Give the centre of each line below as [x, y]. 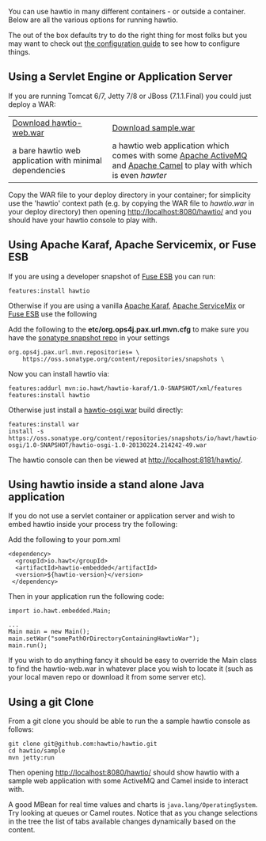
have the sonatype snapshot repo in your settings [89, 337]
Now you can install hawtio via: [59, 373]
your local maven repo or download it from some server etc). [107, 677]
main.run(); [28, 646]
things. [19, 52]
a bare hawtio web [47, 150]
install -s [26, 431]
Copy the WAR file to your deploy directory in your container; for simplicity [129, 195]
